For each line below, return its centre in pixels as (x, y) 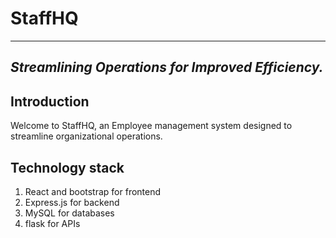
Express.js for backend (72, 202)
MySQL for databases (69, 213)
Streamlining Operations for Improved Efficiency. (167, 67)
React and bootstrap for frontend (93, 191)
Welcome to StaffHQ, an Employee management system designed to (151, 126)
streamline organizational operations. (86, 136)
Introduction (50, 101)
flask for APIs (52, 223)
